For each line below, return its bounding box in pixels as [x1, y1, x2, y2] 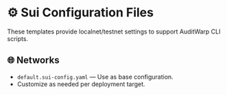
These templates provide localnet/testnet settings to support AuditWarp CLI [7, 27, 221, 36]
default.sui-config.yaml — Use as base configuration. [16, 72, 174, 81]
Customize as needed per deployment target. [16, 80, 145, 88]
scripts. [7, 34, 29, 42]
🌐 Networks [7, 55, 60, 66]
